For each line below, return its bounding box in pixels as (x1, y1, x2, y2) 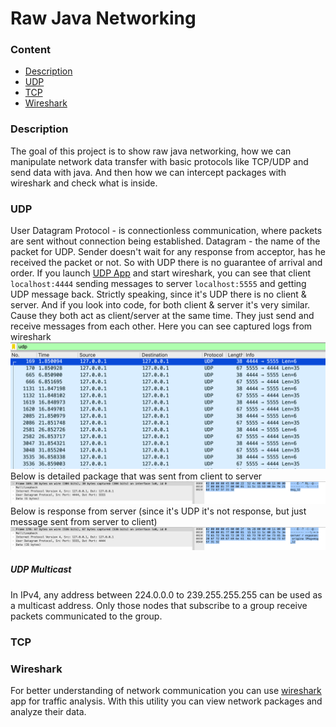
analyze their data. (10, 705, 87, 717)
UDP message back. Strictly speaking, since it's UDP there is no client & (10, 288, 307, 301)
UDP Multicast (10, 563, 72, 576)
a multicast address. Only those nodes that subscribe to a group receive (10, 599, 308, 611)
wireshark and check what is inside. (10, 177, 158, 189)
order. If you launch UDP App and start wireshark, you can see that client (10, 267, 312, 279)
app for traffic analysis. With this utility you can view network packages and (10, 695, 323, 707)
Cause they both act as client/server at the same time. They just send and (10, 310, 315, 322)
